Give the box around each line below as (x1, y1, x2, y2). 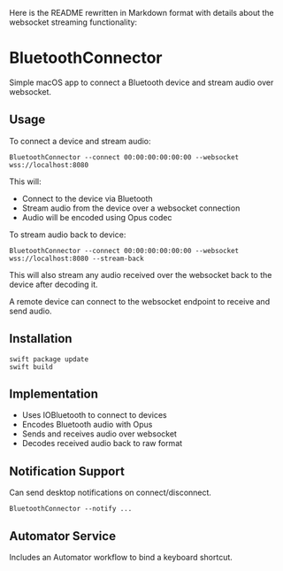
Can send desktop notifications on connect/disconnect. (9, 487, 212, 498)
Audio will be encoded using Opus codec (21, 212, 172, 222)
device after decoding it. (9, 279, 99, 289)
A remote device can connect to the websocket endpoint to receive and (9, 296, 271, 306)
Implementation (9, 386, 99, 401)
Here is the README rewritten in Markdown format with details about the (9, 8, 274, 18)
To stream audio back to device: (9, 229, 126, 240)
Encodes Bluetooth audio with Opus (21, 420, 153, 430)
